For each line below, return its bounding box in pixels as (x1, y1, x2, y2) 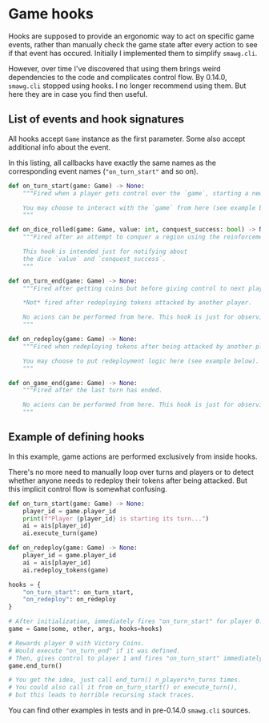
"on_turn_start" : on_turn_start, (22, 588, 134, 596)
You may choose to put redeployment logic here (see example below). (22, 357, 260, 365)
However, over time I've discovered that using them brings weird (8, 63, 222, 73)
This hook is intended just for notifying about (22, 247, 188, 255)
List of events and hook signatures (8, 113, 184, 127)
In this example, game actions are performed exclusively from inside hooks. (8, 452, 258, 461)
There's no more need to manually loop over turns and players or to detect (8, 467, 255, 476)
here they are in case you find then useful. (8, 89, 148, 98)
